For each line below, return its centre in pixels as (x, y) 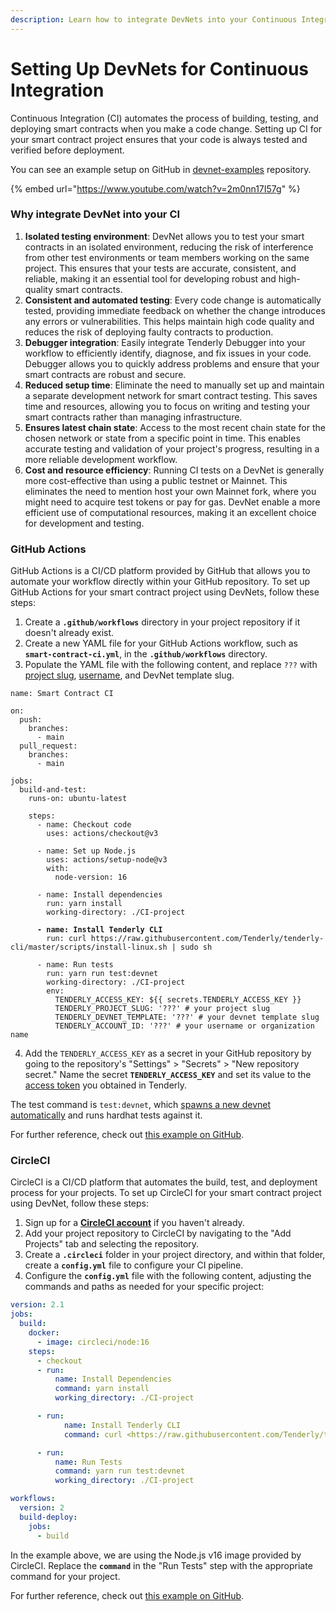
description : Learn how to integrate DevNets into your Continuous (154, 19)
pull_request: (48, 746)
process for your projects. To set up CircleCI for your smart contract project (166, 1193)
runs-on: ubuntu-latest (78, 799)
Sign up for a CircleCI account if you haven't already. (134, 1223)
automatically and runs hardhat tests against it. (106, 1115)
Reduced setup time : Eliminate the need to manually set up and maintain (174, 385)
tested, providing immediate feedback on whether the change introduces (175, 310)
